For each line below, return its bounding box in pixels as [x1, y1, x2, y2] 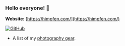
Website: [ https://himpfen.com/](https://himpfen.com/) [5, 16, 120, 22]
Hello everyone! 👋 [5, 4, 50, 11]
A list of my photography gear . [12, 35, 76, 41]
